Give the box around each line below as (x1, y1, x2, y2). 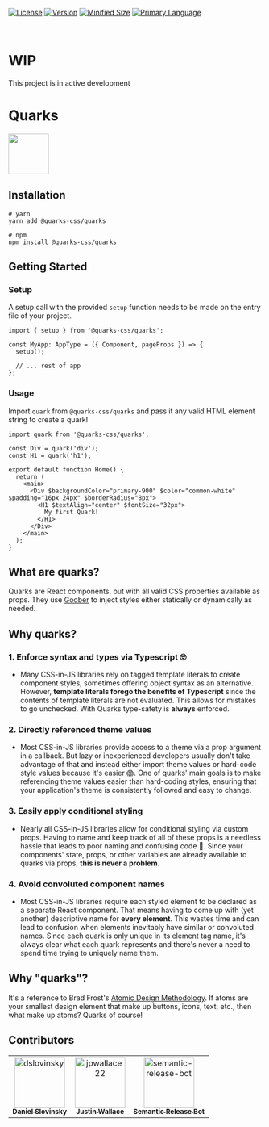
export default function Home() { (8, 465, 125, 474)
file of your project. (8, 311, 72, 321)
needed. (8, 604, 36, 614)
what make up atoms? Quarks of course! (8, 1010, 143, 1020)
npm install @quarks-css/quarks (8, 238, 117, 246)
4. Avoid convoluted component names (8, 878, 165, 890)
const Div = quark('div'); (8, 444, 99, 452)
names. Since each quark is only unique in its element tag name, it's (19, 931, 246, 941)
